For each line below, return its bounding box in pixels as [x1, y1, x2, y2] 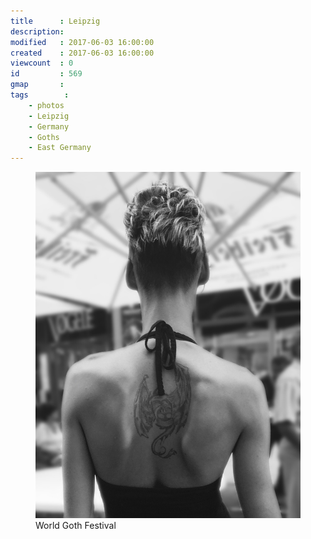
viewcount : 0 [10, 58, 74, 69]
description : [10, 26, 65, 37]
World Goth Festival [35, 519, 117, 531]
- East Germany [28, 143, 92, 153]
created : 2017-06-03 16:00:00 [10, 48, 155, 58]
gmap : [10, 80, 65, 90]
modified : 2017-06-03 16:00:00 [10, 37, 155, 47]
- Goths [28, 132, 60, 142]
